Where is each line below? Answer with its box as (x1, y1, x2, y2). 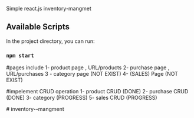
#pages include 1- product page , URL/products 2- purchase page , (6, 64, 170, 71)
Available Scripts (6, 22, 70, 32)
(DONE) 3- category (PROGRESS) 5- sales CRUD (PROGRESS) (6, 94, 157, 102)
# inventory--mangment (6, 106, 65, 113)
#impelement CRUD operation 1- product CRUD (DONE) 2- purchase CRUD (6, 88, 189, 95)
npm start (6, 52, 34, 59)
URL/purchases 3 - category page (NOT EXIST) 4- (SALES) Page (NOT (6, 70, 179, 77)
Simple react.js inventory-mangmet (6, 5, 91, 12)
